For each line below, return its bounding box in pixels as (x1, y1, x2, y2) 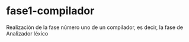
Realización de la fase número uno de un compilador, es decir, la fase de (6, 24, 184, 31)
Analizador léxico (6, 30, 49, 37)
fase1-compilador (6, 4, 95, 18)
